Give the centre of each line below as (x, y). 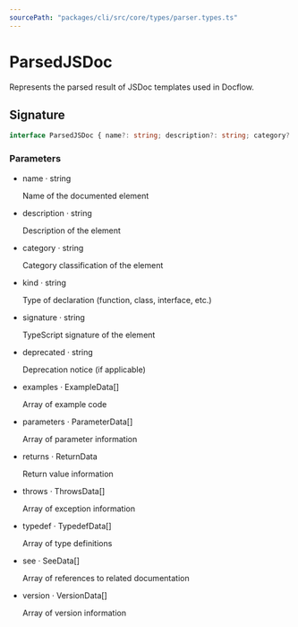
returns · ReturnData (60, 456)
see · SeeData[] (51, 561)
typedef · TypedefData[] (67, 526)
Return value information (68, 474)
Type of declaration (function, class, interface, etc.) (117, 300)
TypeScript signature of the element (89, 335)
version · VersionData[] (64, 595)
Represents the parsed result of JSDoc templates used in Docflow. (132, 87)
